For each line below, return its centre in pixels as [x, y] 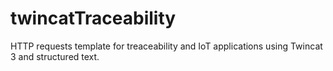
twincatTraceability [93, 18]
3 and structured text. [55, 56]
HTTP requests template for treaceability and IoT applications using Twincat [166, 46]
